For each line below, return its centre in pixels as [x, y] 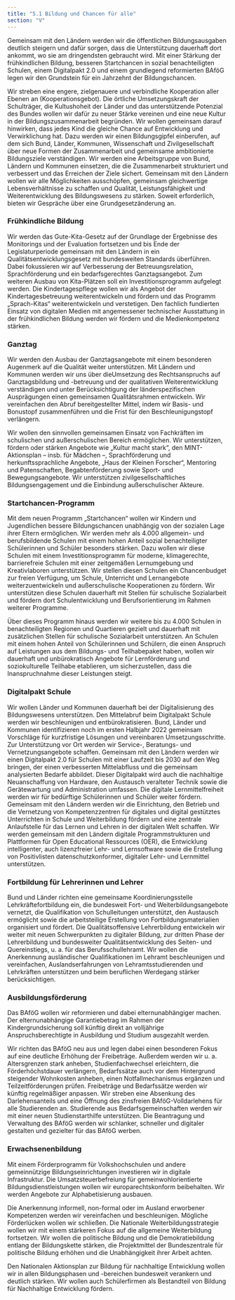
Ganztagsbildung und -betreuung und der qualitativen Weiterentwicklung [113, 382]
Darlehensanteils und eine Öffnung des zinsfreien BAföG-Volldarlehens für [115, 1101]
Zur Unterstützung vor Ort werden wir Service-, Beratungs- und [99, 744]
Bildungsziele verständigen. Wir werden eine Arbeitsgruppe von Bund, [109, 158]
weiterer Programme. [38, 608]
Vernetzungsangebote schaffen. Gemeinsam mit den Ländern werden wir [113, 752]
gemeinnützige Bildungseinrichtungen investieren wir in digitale [99, 1172]
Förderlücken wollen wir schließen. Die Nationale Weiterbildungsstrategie [113, 1223]
